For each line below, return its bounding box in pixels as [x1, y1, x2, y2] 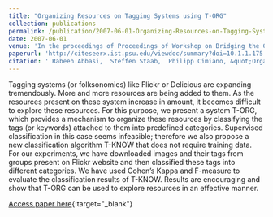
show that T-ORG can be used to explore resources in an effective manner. [8, 183, 259, 193]
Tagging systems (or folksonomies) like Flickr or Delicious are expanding [8, 79, 252, 89]
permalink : [8, 27, 45, 35]
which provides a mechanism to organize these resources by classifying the [8, 114, 263, 124]
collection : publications [8, 20, 96, 28]
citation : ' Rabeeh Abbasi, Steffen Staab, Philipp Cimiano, [8, 58, 227, 66]
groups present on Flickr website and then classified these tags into [8, 157, 236, 167]
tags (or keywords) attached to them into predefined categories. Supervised [8, 123, 263, 132]
